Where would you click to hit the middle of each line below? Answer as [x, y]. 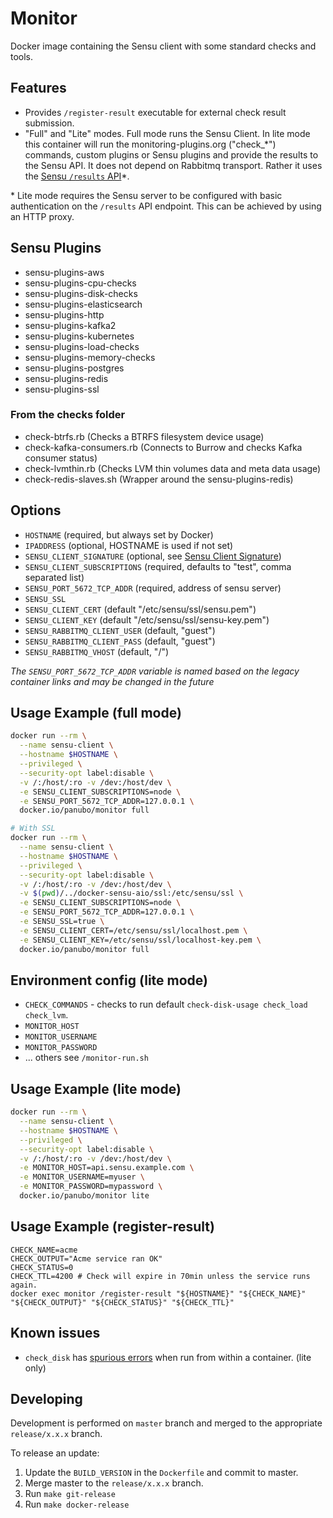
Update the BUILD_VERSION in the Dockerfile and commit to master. [161, 1473]
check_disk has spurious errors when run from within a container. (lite [168, 1357]
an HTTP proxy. [42, 216]
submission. [49, 123]
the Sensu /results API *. [77, 176]
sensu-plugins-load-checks [82, 346]
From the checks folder [68, 415]
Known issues [55, 1333]
